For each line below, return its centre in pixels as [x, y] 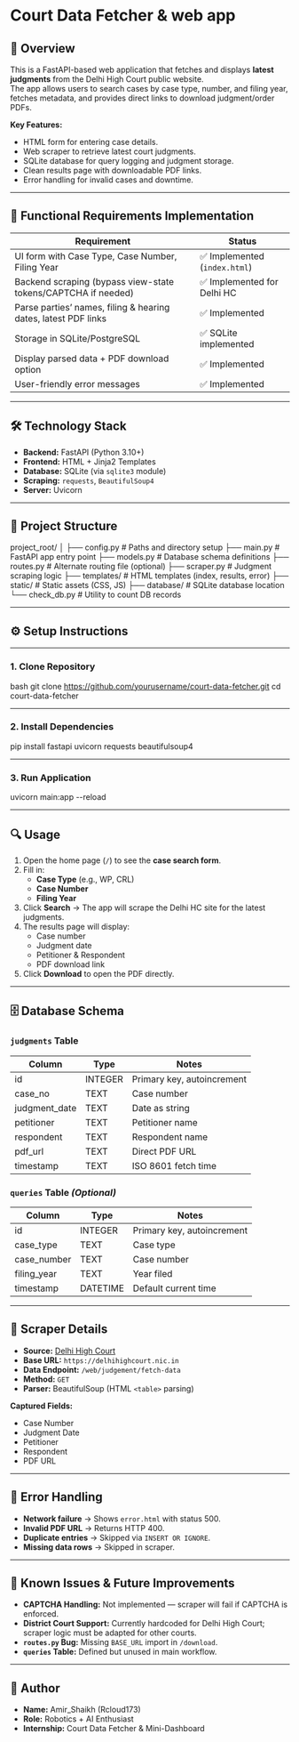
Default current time [174, 1288]
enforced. [41, 1614]
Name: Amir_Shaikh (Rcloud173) [82, 1710]
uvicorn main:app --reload [58, 797]
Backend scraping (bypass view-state [94, 281]
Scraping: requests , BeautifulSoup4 [88, 480]
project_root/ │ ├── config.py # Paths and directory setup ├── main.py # [145, 547]
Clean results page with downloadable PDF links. [112, 170]
